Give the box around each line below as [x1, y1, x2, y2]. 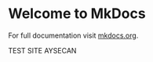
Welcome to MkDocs [8, 5, 147, 23]
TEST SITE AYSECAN [8, 46, 77, 55]
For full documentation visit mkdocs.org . [8, 31, 139, 40]
